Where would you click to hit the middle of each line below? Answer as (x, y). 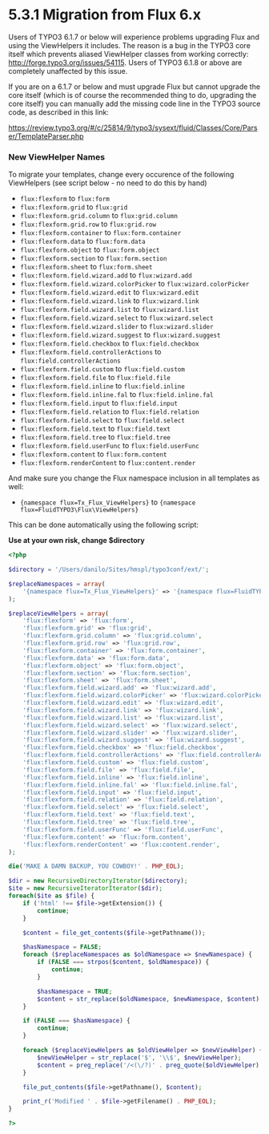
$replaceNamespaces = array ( (57, 584)
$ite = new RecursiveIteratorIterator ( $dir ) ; (85, 889)
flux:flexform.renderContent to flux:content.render (108, 463)
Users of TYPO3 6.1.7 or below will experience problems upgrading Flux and (134, 37)
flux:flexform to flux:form (65, 199)
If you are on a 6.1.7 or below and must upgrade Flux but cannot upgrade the (134, 87)
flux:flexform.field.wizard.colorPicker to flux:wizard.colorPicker (134, 284)
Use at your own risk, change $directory (77, 541)
